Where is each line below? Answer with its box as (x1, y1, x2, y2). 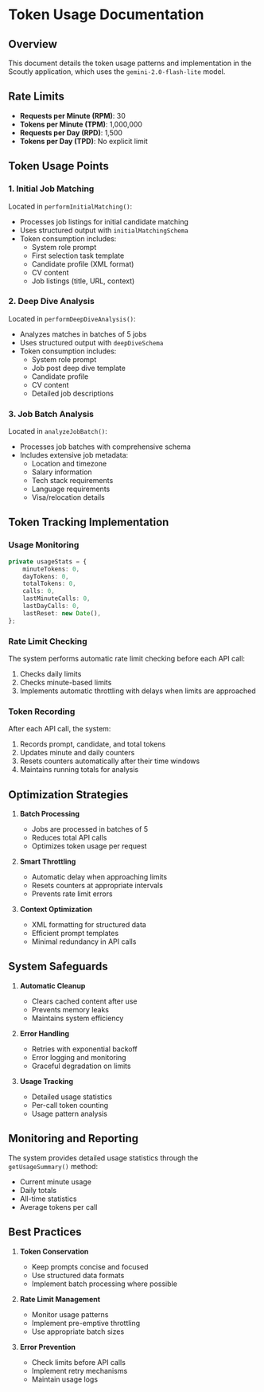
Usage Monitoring (8, 540, 80, 551)
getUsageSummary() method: (8, 1161, 98, 1171)
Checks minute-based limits (19, 677, 112, 687)
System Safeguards (8, 960, 109, 973)
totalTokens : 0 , (22, 579, 77, 588)
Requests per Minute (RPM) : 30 (19, 111, 126, 120)
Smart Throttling (19, 857, 76, 867)
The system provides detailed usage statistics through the (8, 1152, 199, 1163)
